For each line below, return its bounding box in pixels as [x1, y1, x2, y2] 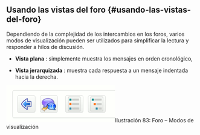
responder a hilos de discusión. [6, 43, 85, 50]
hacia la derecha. [15, 73, 59, 81]
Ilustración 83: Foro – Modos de [115, 116, 195, 123]
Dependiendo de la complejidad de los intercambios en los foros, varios [6, 30, 185, 38]
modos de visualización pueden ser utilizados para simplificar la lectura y [6, 36, 189, 44]
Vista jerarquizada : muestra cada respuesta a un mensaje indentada [15, 67, 189, 74]
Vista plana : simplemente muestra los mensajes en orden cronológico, [15, 54, 193, 62]
